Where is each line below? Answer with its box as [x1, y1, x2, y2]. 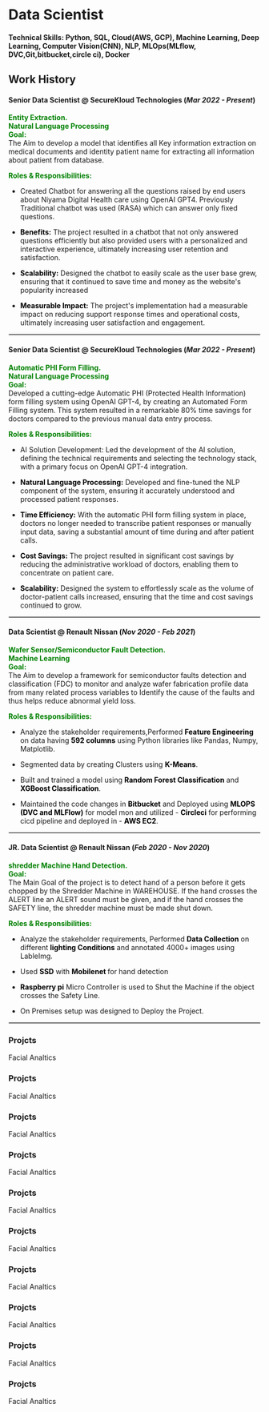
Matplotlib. [19, 744, 56, 753]
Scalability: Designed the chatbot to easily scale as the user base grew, [19, 268, 258, 278]
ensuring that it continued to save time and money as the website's [19, 277, 242, 287]
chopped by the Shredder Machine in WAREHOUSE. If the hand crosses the [8, 886, 258, 896]
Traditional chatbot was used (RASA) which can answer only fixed [19, 203, 238, 213]
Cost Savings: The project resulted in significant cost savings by [19, 551, 235, 560]
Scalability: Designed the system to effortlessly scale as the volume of [19, 583, 255, 593]
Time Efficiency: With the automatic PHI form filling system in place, [19, 510, 247, 519]
